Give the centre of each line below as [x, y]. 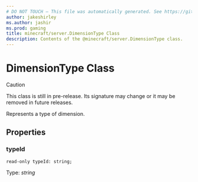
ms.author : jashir [29, 22]
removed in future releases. [39, 102]
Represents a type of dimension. [46, 113]
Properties [26, 133]
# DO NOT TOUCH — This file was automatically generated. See [84, 12]
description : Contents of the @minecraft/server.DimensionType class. [95, 39]
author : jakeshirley [32, 17]
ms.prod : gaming [26, 28]
